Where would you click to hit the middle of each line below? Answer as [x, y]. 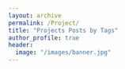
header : [21, 45]
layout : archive [35, 15]
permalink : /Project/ [44, 23]
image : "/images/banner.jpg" [63, 52]
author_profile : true [44, 38]
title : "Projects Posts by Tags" [63, 30]
